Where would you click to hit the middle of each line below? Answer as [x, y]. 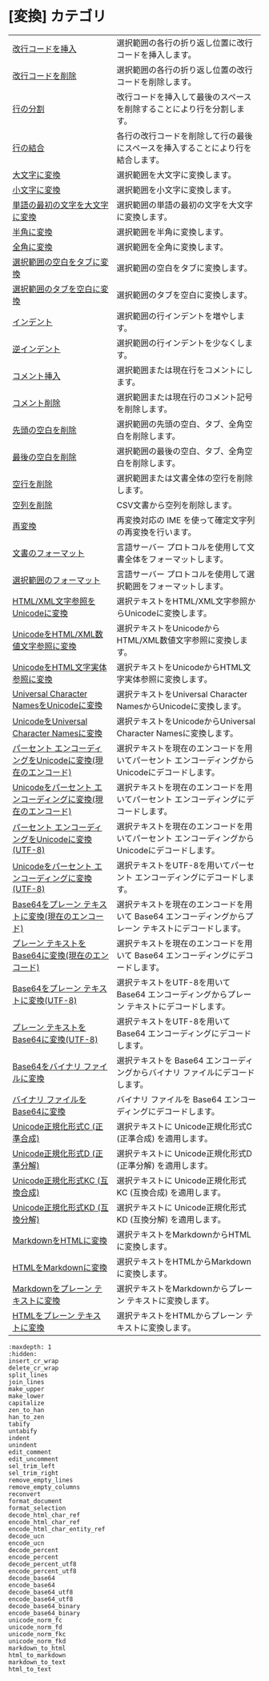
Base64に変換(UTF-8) [55, 1039]
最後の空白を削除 [45, 457]
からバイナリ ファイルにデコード [194, 1072]
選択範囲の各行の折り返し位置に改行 [185, 42]
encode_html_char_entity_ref [57, 1529]
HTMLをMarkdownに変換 [60, 1267]
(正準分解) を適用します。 [165, 1165]
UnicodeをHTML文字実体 [60, 667]
